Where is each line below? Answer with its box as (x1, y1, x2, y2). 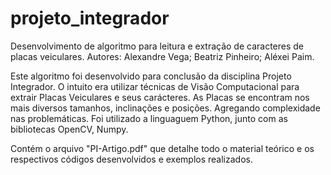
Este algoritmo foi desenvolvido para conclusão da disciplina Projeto (10, 70, 292, 82)
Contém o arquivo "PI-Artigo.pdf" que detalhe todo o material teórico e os (10, 142, 315, 154)
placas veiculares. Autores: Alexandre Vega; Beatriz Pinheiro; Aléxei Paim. (10, 50, 315, 62)
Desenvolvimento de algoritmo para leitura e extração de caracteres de (10, 40, 305, 52)
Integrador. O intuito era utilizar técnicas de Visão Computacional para (10, 80, 300, 92)
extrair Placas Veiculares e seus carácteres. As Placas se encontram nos (10, 91, 310, 103)
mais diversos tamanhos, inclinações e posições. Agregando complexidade (10, 102, 321, 114)
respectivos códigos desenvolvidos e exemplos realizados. (10, 153, 253, 165)
